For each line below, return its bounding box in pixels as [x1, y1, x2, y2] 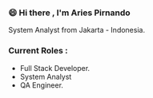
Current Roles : [8, 45, 68, 57]
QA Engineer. [19, 80, 64, 90]
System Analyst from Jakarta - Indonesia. [8, 25, 146, 35]
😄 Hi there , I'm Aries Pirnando [8, 7, 131, 18]
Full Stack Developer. [19, 63, 91, 73]
